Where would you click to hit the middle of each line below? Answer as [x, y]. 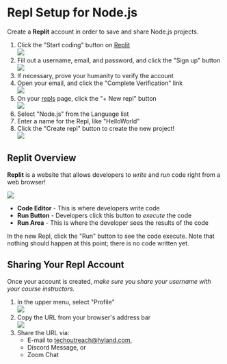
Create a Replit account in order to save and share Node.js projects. [103, 32]
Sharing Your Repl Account [66, 265]
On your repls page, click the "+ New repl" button [87, 98]
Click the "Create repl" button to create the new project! [96, 128]
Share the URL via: [43, 332]
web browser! [26, 182]
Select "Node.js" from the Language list [73, 114]
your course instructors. [41, 289]
